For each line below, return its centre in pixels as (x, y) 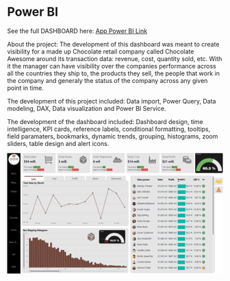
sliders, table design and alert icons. (58, 143)
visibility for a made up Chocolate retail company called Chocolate (101, 51)
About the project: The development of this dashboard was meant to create (113, 44)
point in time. (26, 88)
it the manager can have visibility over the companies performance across (112, 66)
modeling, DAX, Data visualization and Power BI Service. (87, 108)
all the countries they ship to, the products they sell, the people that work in (114, 73)
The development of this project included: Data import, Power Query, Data (112, 101)
